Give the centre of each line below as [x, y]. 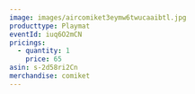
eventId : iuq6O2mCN [46, 34]
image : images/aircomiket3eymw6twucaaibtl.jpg [98, 17]
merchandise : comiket [50, 76]
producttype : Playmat [50, 26]
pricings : [28, 43]
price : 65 [44, 59]
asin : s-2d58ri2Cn [44, 68]
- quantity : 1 [44, 51]
